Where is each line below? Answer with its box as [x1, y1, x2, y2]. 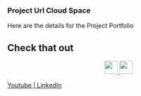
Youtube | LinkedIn [7, 81, 62, 90]
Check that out [7, 41, 74, 54]
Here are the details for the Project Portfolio [7, 22, 134, 30]
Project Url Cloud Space [7, 6, 91, 15]
